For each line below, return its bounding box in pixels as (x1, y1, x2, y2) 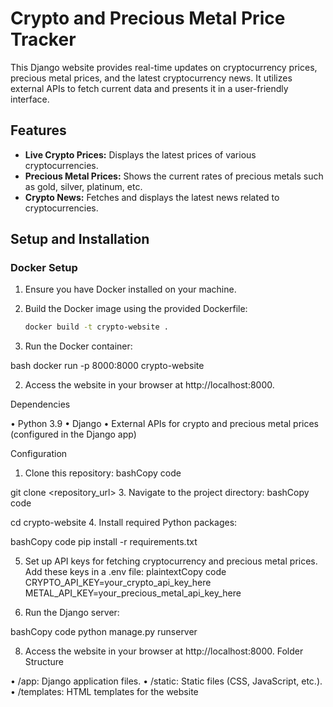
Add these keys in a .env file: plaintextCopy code (24, 566, 227, 578)
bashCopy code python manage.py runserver (10, 626, 198, 638)
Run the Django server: (24, 607, 120, 619)
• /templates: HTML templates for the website (10, 686, 199, 698)
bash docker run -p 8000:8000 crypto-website (10, 360, 205, 372)
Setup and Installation (10, 231, 150, 248)
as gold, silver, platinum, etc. (24, 180, 143, 192)
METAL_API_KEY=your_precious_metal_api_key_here (24, 587, 242, 599)
